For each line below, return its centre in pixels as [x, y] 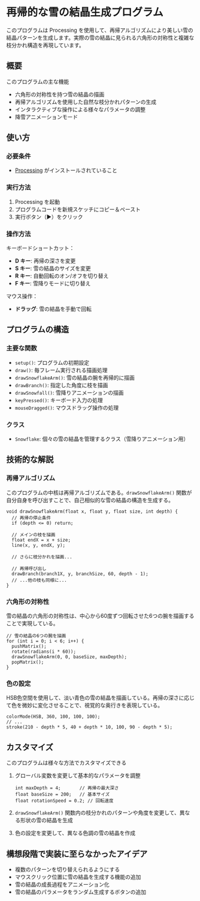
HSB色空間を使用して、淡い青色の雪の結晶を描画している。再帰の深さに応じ [101, 698]
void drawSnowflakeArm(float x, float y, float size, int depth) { [92, 512]
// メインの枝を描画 [34, 535]
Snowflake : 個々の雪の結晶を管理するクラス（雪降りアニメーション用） [102, 439]
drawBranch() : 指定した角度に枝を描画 [61, 385]
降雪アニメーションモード [46, 117]
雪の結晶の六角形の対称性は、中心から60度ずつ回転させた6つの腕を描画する [100, 616]
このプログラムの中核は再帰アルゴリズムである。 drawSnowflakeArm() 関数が [99, 492]
